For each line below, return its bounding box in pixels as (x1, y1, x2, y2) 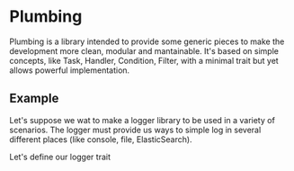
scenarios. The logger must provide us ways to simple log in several (9, 124, 262, 135)
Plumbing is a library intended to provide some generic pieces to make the (9, 36, 285, 47)
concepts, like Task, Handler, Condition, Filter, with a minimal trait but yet (9, 55, 279, 66)
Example (9, 91, 59, 106)
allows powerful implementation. (9, 65, 130, 76)
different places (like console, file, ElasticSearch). (9, 133, 192, 145)
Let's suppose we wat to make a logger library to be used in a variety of (9, 114, 276, 125)
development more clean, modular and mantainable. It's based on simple (9, 45, 279, 56)
